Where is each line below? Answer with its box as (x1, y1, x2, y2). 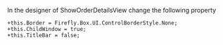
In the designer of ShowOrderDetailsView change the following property (7, 6, 217, 14)
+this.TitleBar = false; (7, 32, 80, 39)
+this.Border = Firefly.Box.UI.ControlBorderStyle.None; (7, 20, 178, 27)
